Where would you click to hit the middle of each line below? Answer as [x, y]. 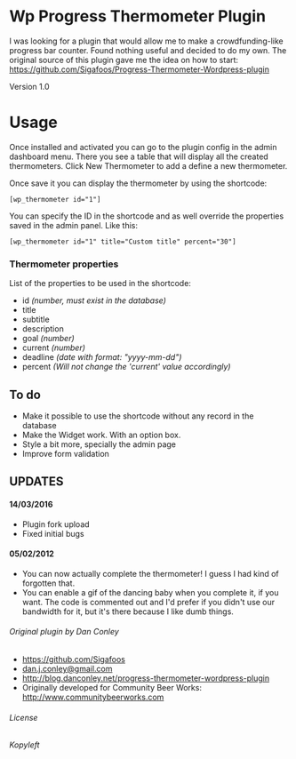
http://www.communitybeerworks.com [93, 697]
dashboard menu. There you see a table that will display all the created [139, 156]
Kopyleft [24, 745]
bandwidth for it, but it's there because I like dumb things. [128, 611]
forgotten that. [48, 583]
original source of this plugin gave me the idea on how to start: [124, 60]
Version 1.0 [29, 86]
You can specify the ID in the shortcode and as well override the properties [147, 216]
